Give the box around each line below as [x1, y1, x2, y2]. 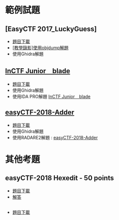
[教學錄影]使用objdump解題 [12, 45, 69, 50]
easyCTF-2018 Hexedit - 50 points [5, 174, 114, 182]
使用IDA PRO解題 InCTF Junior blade [12, 93, 91, 100]
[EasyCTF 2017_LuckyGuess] [5, 24, 97, 33]
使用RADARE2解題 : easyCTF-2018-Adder [12, 134, 98, 140]
